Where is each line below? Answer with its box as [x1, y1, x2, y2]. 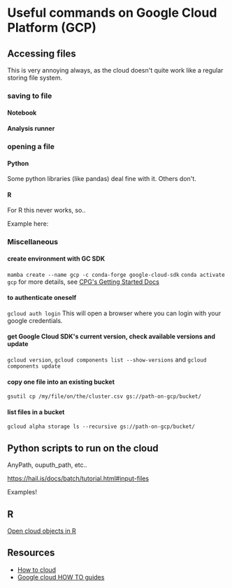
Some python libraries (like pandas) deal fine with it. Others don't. [7, 175, 197, 183]
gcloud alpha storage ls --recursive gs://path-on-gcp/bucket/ [7, 423, 196, 431]
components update [7, 362, 61, 370]
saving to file [7, 91, 52, 101]
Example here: [7, 220, 49, 228]
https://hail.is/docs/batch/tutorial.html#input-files [7, 474, 149, 483]
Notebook [7, 108, 37, 117]
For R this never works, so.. [7, 206, 86, 215]
